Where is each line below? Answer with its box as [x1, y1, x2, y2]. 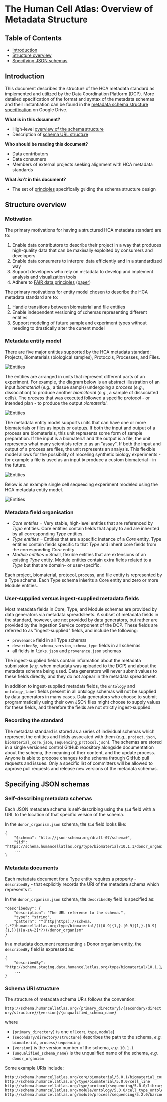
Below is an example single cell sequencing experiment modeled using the [5, 481, 158, 487]
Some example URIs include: [5, 1065, 64, 1071]
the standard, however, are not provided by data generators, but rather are [5, 617, 158, 623]
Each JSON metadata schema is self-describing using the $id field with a [5, 806, 155, 812]
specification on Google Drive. [5, 106, 68, 113]
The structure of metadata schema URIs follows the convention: [5, 996, 136, 1002]
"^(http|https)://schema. [38, 919, 92, 924]
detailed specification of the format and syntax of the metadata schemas [5, 96, 155, 102]
